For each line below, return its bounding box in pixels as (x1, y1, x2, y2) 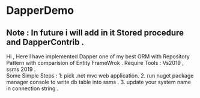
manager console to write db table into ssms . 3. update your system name (6, 79, 191, 85)
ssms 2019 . (6, 66, 36, 73)
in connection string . (6, 85, 59, 92)
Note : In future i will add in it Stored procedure (6, 28, 184, 38)
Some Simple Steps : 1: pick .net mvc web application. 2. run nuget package (6, 72, 194, 79)
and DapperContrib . (6, 37, 85, 47)
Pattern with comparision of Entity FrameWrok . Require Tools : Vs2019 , (6, 60, 184, 66)
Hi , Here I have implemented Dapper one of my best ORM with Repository (6, 53, 190, 60)
